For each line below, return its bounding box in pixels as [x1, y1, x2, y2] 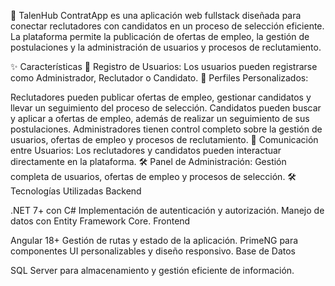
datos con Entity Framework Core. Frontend [10, 215, 191, 227]
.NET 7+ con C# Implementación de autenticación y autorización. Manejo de [10, 205, 325, 216]
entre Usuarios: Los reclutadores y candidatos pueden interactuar [10, 145, 282, 156]
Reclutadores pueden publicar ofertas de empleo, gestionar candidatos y [10, 91, 312, 103]
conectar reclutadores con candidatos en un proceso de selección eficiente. [10, 20, 325, 32]
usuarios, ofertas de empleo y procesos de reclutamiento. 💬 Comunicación [10, 134, 319, 145]
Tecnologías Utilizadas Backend [10, 185, 142, 197]
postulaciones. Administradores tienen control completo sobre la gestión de [10, 123, 323, 135]
